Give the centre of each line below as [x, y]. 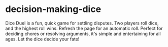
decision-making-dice [53, 9]
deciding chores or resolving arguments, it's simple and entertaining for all [83, 33]
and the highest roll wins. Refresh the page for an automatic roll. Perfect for [84, 28]
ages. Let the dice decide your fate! [42, 39]
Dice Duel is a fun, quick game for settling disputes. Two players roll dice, [82, 23]
